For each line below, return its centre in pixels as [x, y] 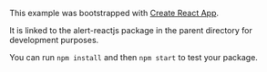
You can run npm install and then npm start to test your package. [133, 57]
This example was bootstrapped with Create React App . [114, 13]
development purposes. [54, 40]
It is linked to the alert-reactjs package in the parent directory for [131, 30]
